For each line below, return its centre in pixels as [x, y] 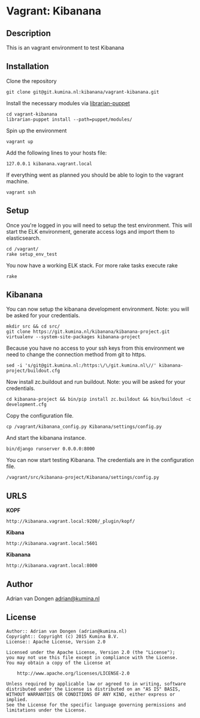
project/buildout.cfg [33, 371]
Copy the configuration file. [40, 416]
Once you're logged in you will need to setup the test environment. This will [99, 225]
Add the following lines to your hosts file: [57, 153]
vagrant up [20, 141]
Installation [28, 66]
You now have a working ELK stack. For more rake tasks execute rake [92, 265]
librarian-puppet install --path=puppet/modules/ [69, 119]
